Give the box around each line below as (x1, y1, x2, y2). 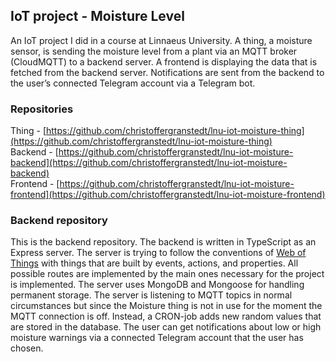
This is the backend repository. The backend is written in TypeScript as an (10, 236, 317, 248)
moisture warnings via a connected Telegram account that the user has (10, 332, 304, 344)
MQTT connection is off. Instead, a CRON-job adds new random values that (10, 310, 322, 323)
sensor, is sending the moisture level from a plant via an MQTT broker (10, 45, 298, 57)
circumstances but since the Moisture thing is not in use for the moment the (10, 300, 323, 312)
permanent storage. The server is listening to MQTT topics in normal (10, 289, 293, 301)
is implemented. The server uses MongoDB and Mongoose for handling (10, 279, 305, 291)
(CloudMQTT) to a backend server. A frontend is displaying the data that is (10, 55, 318, 68)
